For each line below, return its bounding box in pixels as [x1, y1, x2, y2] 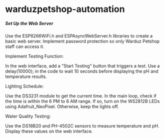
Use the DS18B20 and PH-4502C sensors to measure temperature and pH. [5, 123, 159, 129]
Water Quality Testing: [5, 113, 51, 119]
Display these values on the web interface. [5, 128, 93, 134]
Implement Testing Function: [5, 53, 64, 59]
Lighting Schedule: [5, 83, 44, 89]
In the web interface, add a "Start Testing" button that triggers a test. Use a [5, 63, 160, 69]
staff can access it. [5, 43, 44, 49]
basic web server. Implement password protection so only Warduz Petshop [5, 38, 160, 44]
